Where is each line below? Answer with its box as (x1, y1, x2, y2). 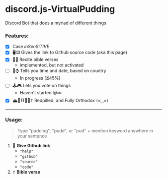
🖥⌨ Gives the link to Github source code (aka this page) (12, 50, 128, 56)
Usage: (5, 117, 23, 123)
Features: (5, 32, 29, 39)
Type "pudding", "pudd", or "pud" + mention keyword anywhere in (17, 127, 153, 133)
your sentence (17, 133, 47, 139)
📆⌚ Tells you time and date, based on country (12, 68, 106, 74)
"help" (19, 149, 34, 154)
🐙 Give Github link (12, 142, 51, 148)
